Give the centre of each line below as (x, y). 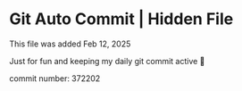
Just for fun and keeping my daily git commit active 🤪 (107, 61)
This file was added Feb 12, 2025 (70, 44)
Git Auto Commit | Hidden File (121, 19)
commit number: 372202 (55, 78)
